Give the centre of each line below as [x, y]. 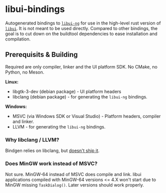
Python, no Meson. [25, 72]
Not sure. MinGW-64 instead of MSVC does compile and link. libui [73, 174]
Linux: [12, 81]
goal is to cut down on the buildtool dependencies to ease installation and [81, 33]
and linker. [23, 121]
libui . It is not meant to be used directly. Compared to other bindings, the [81, 28]
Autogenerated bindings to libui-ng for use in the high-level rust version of [83, 23]
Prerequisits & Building [42, 55]
